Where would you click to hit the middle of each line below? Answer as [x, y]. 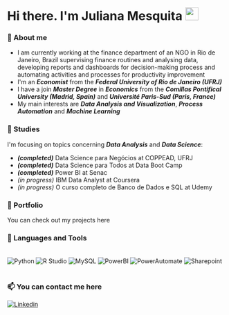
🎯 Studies [24, 129]
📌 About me [27, 38]
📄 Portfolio [25, 205]
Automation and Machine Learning [68, 111]
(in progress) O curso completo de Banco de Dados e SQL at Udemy [114, 187]
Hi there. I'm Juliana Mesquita [95, 16]
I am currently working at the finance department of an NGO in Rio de [116, 52]
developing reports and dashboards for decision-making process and [116, 67]
